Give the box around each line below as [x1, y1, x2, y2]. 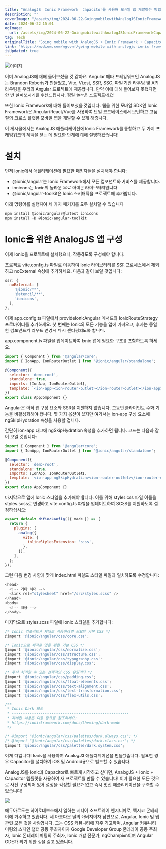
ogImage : [5, 26, 23, 31]
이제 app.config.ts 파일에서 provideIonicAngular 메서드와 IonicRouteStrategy [5, 315, 158, 321]
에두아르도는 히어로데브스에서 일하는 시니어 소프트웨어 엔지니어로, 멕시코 [5, 807, 145, 813]
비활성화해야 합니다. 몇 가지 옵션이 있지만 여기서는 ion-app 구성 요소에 [14, 411, 150, 417]
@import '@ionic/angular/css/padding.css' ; [5, 674, 96, 679]
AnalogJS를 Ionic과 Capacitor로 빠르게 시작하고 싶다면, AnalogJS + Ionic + [5, 769, 154, 775]
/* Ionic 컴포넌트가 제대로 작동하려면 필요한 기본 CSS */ [5, 629, 111, 634]
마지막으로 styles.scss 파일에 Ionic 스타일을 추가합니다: [5, 619, 113, 625]
